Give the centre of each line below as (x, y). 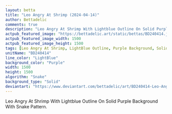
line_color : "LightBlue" (32, 58)
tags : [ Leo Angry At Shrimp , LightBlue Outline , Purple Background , (80, 48)
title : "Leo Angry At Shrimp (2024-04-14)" (52, 15)
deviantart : (18, 86)
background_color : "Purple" (35, 63)
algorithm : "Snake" (26, 77)
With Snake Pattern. (26, 106)
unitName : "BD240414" (28, 53)
